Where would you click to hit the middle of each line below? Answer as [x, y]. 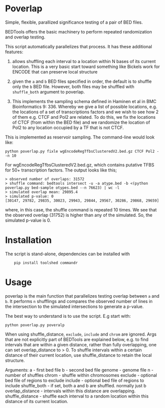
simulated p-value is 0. [28, 220]
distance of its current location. [37, 401]
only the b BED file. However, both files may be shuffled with [73, 86]
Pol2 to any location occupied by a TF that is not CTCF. [68, 127]
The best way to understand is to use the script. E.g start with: [68, 316]
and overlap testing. [25, 37]
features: [14, 52]
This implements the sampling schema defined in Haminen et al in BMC [84, 101]
